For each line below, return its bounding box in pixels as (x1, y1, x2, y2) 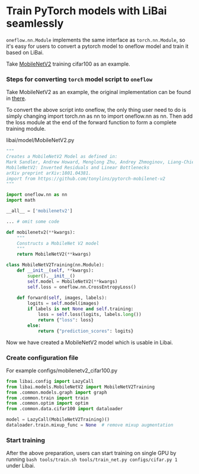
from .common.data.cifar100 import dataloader (6, 406, 123, 412)
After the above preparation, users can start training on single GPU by (6, 450, 176, 457)
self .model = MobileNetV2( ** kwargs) (27, 278, 118, 285)
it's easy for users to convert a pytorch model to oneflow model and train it (6, 43, 188, 50)
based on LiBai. (6, 49, 44, 56)
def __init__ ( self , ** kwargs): (17, 267, 94, 273)
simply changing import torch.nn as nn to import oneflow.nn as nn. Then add (6, 112, 193, 120)
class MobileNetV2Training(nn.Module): (6, 262, 105, 268)
